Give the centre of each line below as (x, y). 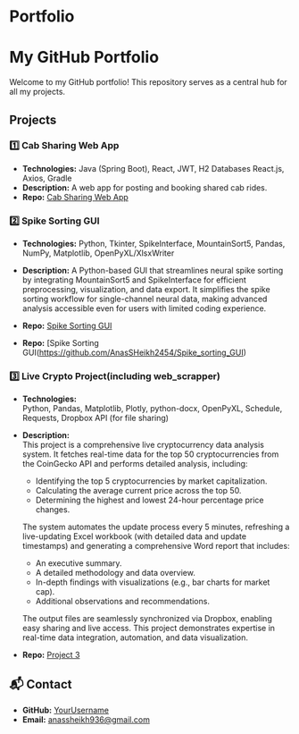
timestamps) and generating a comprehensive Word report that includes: (156, 546)
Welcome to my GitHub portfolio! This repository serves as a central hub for (148, 82)
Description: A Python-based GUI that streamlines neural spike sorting (153, 271)
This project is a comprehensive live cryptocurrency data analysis (143, 445)
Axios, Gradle (47, 178)
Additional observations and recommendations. (122, 602)
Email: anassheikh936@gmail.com (86, 720)
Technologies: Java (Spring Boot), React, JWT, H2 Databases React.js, (153, 168)
